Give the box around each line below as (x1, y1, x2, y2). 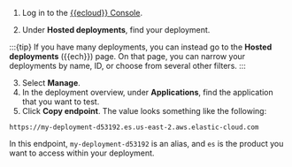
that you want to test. (21, 96, 100, 107)
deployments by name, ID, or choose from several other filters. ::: (9, 61, 246, 71)
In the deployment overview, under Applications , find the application (21, 87, 274, 97)
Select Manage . (21, 78, 81, 87)
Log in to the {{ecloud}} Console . (21, 8, 143, 18)
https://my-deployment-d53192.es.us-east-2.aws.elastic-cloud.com (9, 123, 259, 132)
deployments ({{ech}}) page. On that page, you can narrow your (9, 51, 246, 61)
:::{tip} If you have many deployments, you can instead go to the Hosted (9, 42, 273, 52)
